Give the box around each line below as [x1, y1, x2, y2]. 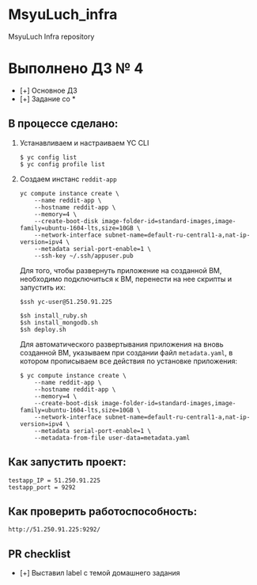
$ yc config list [19, 153, 77, 161]
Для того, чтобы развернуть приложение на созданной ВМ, [19, 265, 222, 275]
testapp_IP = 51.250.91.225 [8, 477, 101, 484]
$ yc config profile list [19, 160, 105, 168]
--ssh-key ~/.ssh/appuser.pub [34, 252, 134, 260]
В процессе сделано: [8, 117, 119, 131]
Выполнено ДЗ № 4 [8, 59, 144, 78]
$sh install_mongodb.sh [19, 318, 99, 326]
